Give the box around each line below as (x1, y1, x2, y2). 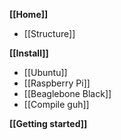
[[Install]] (9, 47, 49, 59)
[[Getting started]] (9, 118, 88, 129)
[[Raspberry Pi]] (23, 77, 91, 89)
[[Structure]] (23, 28, 76, 39)
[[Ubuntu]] (23, 67, 68, 78)
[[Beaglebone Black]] (23, 88, 112, 99)
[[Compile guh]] (23, 99, 90, 110)
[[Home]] (9, 9, 49, 20)
